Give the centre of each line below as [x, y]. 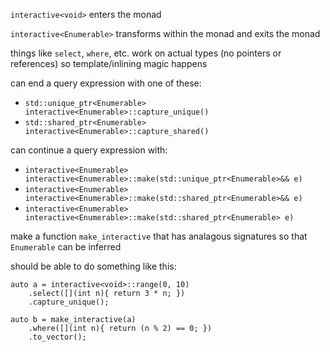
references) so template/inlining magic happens [109, 63]
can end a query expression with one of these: [106, 83]
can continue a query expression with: [89, 150]
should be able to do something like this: [93, 266]
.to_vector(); [57, 337]
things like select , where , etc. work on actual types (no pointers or [146, 53]
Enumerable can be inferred [66, 247]
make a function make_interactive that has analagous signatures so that [159, 236]
